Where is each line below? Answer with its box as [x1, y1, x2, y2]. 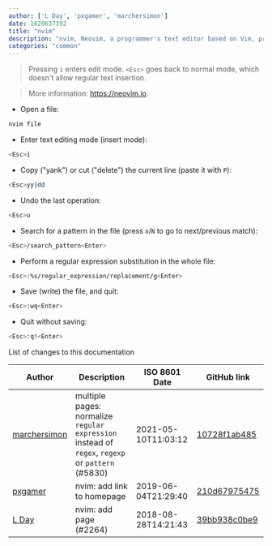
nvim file [8, 120, 42, 128]
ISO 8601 [143, 367, 181, 378]
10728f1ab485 [197, 429, 257, 441]
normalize [75, 411, 113, 422]
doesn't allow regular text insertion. [28, 73, 147, 83]
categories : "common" [8, 42, 82, 50]
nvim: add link [75, 480, 128, 492]
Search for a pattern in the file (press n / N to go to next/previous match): [19, 226, 258, 235]
